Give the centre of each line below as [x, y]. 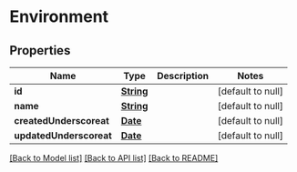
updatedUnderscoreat [63, 136]
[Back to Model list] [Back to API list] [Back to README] [114, 158]
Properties [40, 51]
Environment [59, 17]
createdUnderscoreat [61, 121]
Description [183, 76]
